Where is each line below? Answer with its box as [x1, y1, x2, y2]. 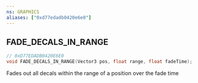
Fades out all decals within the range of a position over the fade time [6, 70, 179, 77]
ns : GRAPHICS [6, 8, 40, 15]
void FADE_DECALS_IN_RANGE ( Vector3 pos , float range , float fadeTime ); [6, 59, 193, 65]
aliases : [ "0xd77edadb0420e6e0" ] [6, 15, 92, 21]
